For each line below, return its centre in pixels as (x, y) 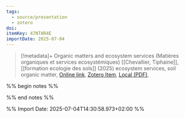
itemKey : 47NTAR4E (29, 34)
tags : (13, 12)
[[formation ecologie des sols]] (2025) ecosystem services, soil (98, 68)
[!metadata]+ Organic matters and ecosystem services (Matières (100, 56)
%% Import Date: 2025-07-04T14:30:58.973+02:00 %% (75, 109)
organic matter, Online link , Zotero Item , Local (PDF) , (85, 75)
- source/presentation (39, 17)
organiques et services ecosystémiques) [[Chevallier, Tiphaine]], (100, 62)
